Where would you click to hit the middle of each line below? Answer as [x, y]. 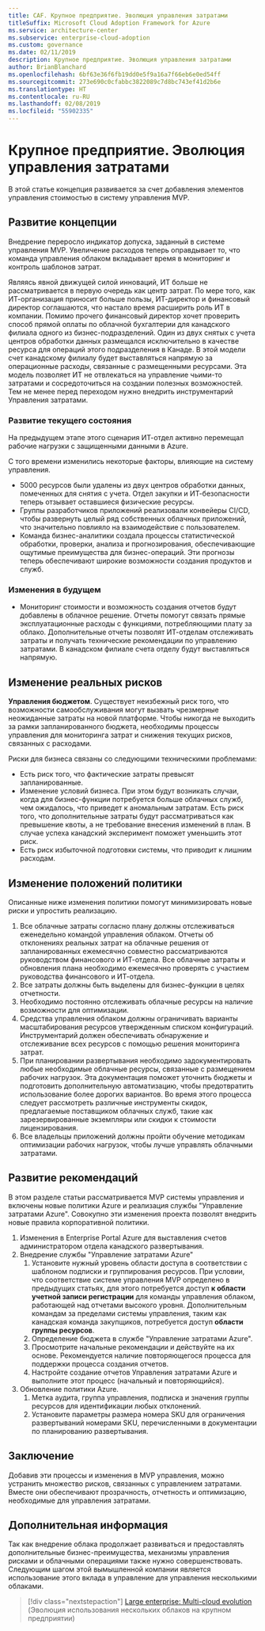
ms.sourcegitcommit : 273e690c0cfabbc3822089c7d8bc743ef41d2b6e [115, 82]
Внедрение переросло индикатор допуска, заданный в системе [117, 241]
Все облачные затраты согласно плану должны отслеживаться [127, 926]
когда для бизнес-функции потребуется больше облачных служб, [131, 800]
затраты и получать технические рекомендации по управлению [128, 641]
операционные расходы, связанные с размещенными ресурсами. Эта [127, 366]
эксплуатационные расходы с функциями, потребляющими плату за [136, 624]
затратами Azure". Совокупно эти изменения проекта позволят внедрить [132, 1214]
